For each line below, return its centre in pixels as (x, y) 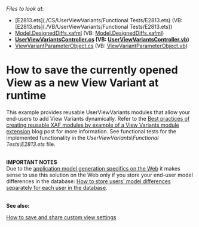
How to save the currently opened (92, 70)
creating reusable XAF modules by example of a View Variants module (93, 125)
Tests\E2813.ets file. (31, 144)
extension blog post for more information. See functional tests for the (91, 131)
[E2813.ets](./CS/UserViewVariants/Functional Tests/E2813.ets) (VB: (99, 20)
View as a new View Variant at (82, 83)
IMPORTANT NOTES (32, 162)
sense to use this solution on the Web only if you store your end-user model (99, 175)
